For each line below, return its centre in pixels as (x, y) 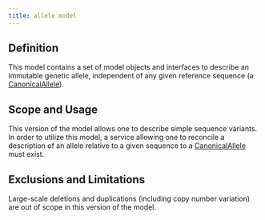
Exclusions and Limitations (77, 180)
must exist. (26, 154)
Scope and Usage (53, 109)
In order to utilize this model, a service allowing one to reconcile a (116, 138)
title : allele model (43, 16)
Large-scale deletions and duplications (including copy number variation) (129, 199)
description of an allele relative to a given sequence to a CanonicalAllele (127, 146)
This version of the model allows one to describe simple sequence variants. (133, 129)
